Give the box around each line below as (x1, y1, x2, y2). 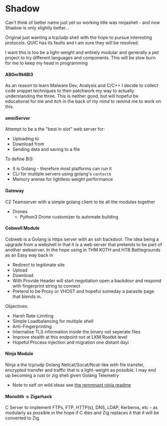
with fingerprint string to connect (12, 283, 81, 289)
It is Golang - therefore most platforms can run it (12, 165, 112, 172)
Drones (12, 208, 28, 214)
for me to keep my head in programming (5, 60, 88, 66)
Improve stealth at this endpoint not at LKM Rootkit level (12, 334, 128, 340)
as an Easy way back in (5, 252, 53, 258)
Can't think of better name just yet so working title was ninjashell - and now (5, 19, 161, 25)
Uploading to (12, 136, 39, 142)
